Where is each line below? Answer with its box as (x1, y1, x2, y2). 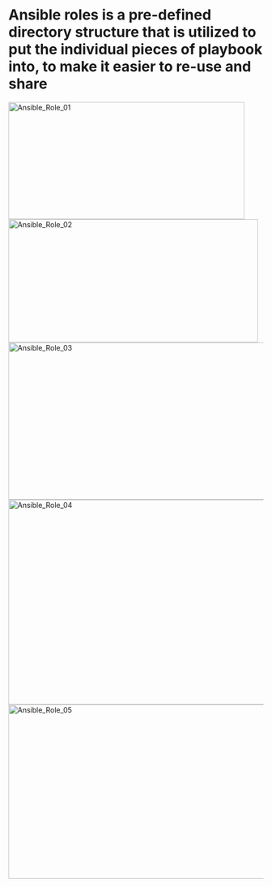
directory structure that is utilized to (8, 23, 257, 41)
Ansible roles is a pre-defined (8, 6, 212, 24)
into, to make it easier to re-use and (8, 58, 252, 76)
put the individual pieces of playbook (8, 41, 263, 58)
